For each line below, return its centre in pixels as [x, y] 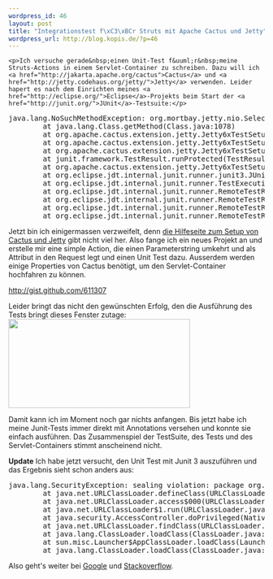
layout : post [30, 24]
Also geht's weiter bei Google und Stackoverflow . [91, 566]
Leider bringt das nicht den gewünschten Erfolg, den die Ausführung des [130, 307]
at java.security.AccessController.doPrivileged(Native [156, 518]
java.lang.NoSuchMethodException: [77, 118]
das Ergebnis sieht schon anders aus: [71, 470]
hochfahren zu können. [48, 275]
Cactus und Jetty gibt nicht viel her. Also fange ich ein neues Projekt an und [135, 240]
